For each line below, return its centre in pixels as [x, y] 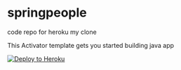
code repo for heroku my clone [52, 32]
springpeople [47, 13]
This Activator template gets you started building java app [90, 45]
